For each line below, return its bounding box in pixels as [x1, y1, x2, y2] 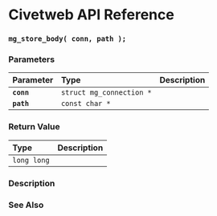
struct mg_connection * [60, 88, 152, 97]
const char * [60, 99, 111, 108]
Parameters [8, 54, 55, 65]
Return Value [8, 121, 60, 132]
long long [12, 155, 50, 165]
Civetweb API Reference [8, 6, 174, 24]
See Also [8, 199, 44, 210]
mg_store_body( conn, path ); [8, 35, 127, 43]
